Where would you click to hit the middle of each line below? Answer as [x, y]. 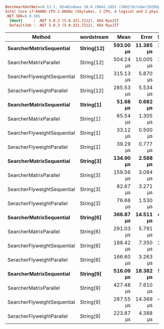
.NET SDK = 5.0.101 [23, 16]
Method [41, 37]
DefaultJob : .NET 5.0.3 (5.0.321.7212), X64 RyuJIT [64, 25]
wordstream [94, 37]
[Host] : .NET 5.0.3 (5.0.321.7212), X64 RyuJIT [64, 21]
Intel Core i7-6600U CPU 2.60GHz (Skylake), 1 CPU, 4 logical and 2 [76, 11]
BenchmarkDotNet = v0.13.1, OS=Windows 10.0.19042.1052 [61, 7]
